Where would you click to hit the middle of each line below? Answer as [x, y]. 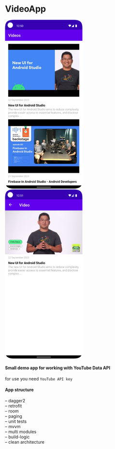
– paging [14, 416]
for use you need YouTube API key [39, 378]
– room [12, 411]
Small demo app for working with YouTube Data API [57, 368]
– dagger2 [15, 401]
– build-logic [17, 437]
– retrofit [14, 406]
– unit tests [16, 421]
